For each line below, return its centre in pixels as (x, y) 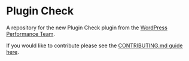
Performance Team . (31, 33)
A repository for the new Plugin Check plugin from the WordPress (87, 28)
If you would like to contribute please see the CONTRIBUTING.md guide (94, 45)
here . (13, 51)
